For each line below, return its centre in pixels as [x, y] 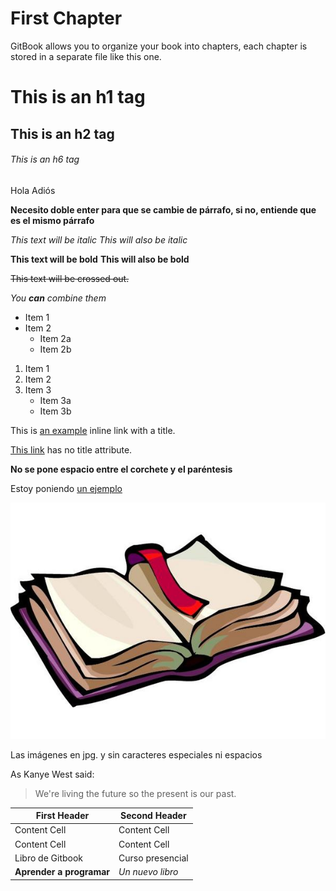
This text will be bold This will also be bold [100, 259]
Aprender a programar [62, 872]
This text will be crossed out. [70, 278]
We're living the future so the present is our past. [135, 793]
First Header [62, 816]
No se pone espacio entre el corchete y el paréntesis [121, 469]
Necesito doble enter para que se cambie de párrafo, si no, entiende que [163, 209]
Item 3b [55, 411]
